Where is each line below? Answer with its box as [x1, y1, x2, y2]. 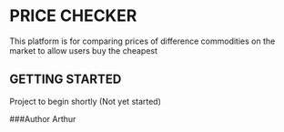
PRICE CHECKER [9, 5, 137, 26]
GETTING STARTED [9, 72, 122, 87]
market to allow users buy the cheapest [9, 45, 157, 56]
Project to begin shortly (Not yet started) [9, 96, 162, 107]
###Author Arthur [9, 113, 76, 124]
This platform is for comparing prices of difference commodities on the [9, 36, 276, 46]
